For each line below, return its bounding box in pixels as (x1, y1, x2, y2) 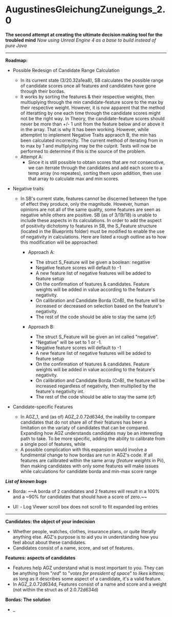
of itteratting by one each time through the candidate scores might (20, 110, 161, 116)
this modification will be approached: (20, 239, 99, 245)
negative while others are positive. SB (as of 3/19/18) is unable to (20, 212, 157, 218)
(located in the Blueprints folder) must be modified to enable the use (20, 228, 165, 234)
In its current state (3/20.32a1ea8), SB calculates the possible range (20, 77, 164, 83)
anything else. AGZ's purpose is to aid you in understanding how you (12, 534, 159, 540)
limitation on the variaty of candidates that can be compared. (20, 424, 149, 430)
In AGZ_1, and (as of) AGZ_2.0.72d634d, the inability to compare (20, 413, 156, 420)
